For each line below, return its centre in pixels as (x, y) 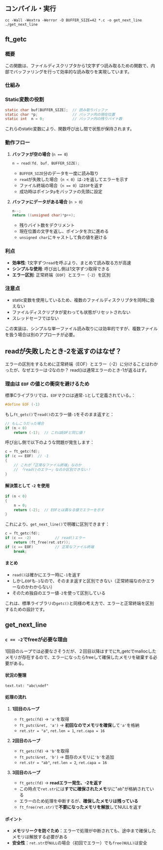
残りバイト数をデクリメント (47, 225)
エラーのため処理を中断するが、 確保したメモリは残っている (79, 801)
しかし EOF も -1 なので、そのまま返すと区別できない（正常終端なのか (79, 581)
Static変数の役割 (25, 99)
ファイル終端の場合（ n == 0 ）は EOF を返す (61, 185)
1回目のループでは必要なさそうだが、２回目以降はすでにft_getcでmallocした (81, 651)
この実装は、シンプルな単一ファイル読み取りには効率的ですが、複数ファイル (81, 328)
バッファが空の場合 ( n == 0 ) (40, 154)
